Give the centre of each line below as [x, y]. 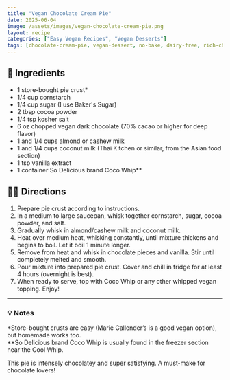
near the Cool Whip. [35, 349]
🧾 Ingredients [36, 73]
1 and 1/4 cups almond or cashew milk [71, 141]
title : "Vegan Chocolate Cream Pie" [59, 13]
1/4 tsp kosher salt [43, 119]
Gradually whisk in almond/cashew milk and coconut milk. [99, 230]
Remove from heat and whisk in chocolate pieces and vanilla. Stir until [116, 252]
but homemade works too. [44, 335]
